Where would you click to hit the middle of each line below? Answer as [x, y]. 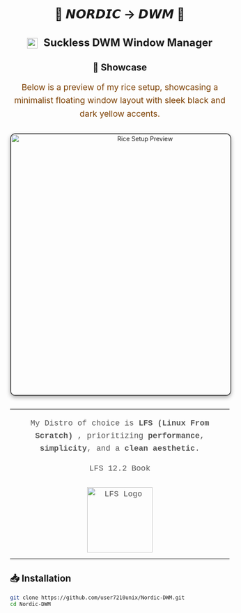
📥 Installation [41, 578]
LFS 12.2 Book [120, 469]
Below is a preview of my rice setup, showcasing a [120, 87]
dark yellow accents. [120, 113]
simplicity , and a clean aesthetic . [120, 448]
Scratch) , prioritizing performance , [120, 436]
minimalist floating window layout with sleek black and [120, 101]
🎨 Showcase [120, 67]
